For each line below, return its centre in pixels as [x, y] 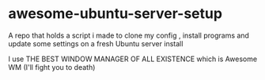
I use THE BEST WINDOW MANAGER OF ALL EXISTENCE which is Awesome [133, 59]
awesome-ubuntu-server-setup [115, 14]
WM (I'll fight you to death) [52, 67]
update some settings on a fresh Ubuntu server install [96, 43]
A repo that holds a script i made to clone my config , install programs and [129, 35]
